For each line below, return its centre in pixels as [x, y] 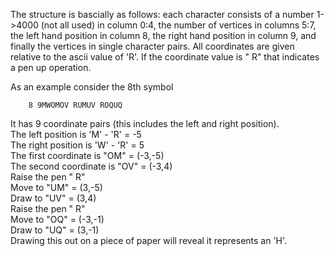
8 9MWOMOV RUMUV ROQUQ [75, 105]
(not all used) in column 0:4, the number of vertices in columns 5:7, [178, 25]
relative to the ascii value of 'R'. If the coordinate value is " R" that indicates [165, 57]
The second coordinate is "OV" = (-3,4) [91, 166]
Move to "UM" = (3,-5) [56, 187]
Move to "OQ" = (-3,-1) [57, 219]
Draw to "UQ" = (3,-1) [55, 230]
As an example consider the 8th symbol [92, 87]
